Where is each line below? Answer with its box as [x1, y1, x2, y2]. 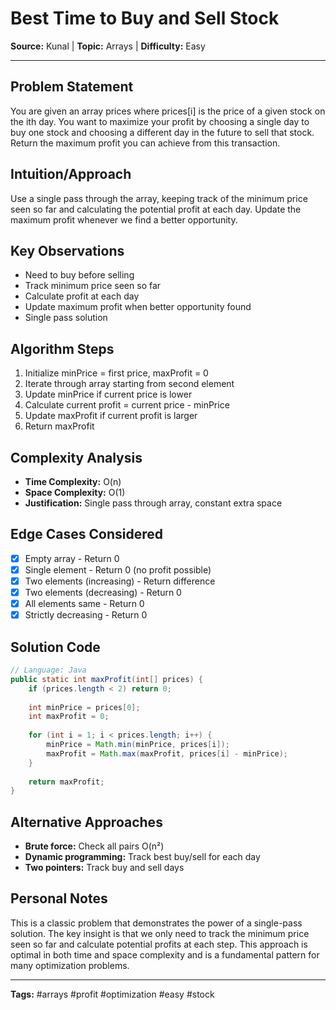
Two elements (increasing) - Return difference [24, 575, 216, 587]
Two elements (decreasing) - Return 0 [24, 587, 182, 598]
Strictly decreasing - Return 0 [24, 609, 148, 621]
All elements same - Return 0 [24, 598, 145, 610]
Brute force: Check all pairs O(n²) [24, 840, 165, 852]
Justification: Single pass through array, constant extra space [24, 497, 283, 509]
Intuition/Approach [10, 166, 132, 183]
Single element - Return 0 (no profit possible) [24, 563, 212, 576]
